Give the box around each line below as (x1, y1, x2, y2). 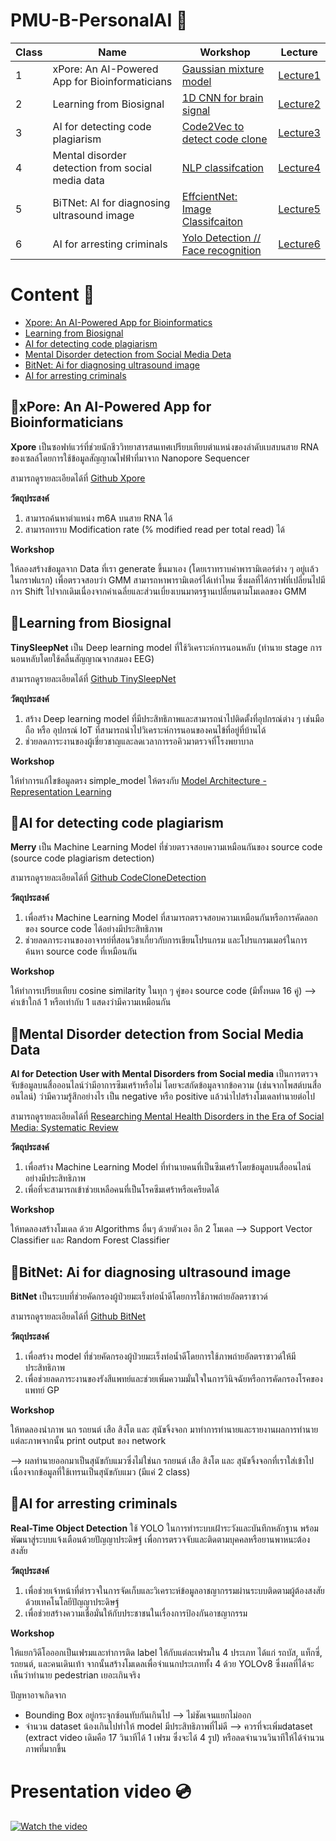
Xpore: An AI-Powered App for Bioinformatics (24, 316, 213, 328)
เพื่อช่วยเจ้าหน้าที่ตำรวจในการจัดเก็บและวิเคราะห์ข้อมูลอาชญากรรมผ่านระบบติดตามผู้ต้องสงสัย (24, 1584, 325, 1596)
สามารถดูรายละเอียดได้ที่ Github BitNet (10, 1310, 147, 1322)
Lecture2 (278, 97, 321, 111)
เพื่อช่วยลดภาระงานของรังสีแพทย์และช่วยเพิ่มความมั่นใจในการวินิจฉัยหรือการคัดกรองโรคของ (24, 1372, 323, 1384)
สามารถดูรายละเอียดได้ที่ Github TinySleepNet (10, 672, 177, 684)
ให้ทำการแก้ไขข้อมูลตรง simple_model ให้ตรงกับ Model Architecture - (10, 774, 267, 786)
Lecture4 (278, 160, 321, 174)
